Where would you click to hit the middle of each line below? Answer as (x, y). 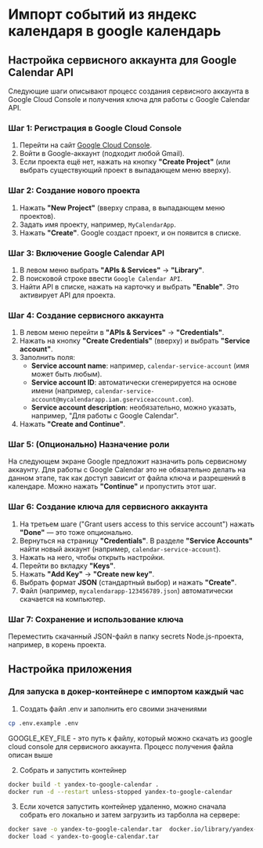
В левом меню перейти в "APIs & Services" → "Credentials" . (122, 333)
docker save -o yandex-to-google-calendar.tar (85, 829)
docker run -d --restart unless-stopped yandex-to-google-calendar (121, 792)
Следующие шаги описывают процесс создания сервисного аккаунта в (128, 91)
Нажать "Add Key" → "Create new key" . (87, 573)
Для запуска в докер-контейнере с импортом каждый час (126, 692)
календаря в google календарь (115, 31)
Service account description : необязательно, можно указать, (134, 408)
